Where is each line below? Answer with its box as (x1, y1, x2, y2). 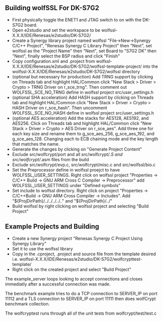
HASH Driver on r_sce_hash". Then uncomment (12, 105, 108, 111)
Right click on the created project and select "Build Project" (12, 266, 131, 272)
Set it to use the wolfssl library (12, 245, 73, 251)
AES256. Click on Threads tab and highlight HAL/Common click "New (12, 120, 152, 126)
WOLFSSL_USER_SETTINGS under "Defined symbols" (12, 182, 121, 188)
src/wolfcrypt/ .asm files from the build (12, 156, 89, 162)
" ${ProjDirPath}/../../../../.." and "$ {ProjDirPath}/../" (12, 198, 113, 204)
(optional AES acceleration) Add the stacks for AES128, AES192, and (12, 115, 149, 121)
